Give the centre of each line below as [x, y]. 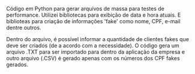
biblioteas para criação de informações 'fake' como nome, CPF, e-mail [94, 21]
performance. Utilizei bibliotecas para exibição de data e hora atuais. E [94, 15]
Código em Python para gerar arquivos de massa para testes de [85, 9]
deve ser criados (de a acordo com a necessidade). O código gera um [93, 45]
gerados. [17, 64]
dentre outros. [24, 27]
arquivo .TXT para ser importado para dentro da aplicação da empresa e [95, 52]
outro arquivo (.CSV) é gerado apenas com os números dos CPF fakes [93, 58]
